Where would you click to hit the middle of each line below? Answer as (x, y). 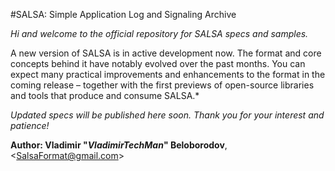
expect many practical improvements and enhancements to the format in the (168, 74)
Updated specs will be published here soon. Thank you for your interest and (167, 115)
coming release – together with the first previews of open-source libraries (162, 85)
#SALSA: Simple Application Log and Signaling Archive (123, 14)
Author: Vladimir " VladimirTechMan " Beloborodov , (119, 145)
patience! (30, 125)
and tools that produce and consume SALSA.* (105, 95)
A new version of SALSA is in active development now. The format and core (166, 53)
